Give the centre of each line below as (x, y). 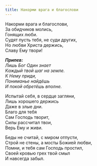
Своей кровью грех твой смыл (38, 153)
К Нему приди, (21, 76)
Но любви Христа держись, (34, 45)
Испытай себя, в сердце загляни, (40, 96)
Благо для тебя (21, 112)
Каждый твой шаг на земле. (35, 71)
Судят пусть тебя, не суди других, (41, 40)
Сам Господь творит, (27, 117)
